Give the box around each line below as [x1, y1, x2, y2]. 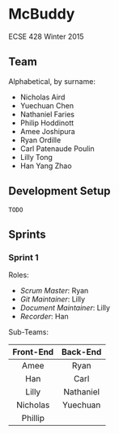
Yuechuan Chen [19, 100, 74, 110]
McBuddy [8, 5, 75, 23]
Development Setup [8, 184, 111, 198]
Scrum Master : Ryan [19, 286, 89, 296]
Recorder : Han [19, 312, 69, 322]
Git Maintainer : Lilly [19, 294, 86, 304]
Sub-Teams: [8, 327, 49, 337]
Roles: [8, 270, 30, 280]
